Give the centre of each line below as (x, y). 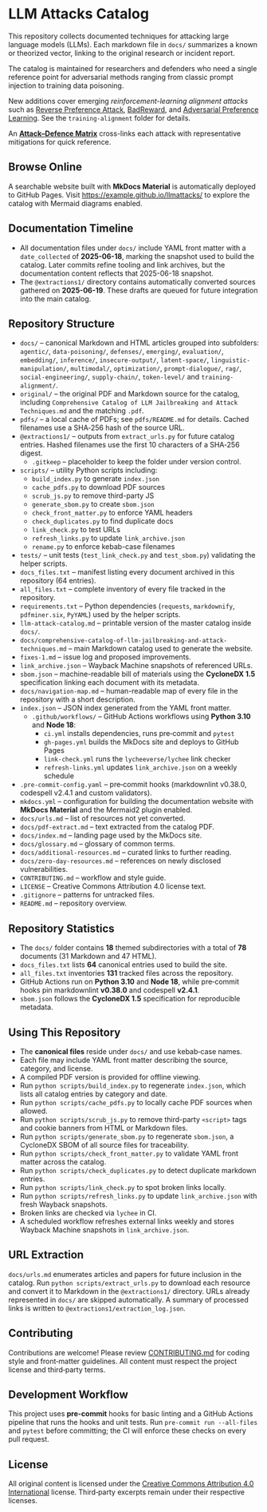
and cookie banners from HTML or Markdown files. (104, 1128)
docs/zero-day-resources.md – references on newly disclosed (120, 861)
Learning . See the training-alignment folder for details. (100, 117)
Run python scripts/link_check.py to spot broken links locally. (123, 1187)
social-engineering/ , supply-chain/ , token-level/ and (110, 377)
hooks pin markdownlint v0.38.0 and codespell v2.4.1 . (110, 990)
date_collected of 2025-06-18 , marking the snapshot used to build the (137, 256)
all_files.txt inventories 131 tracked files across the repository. (126, 973)
